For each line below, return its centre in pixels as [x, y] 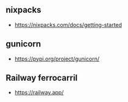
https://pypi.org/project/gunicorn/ [57, 59]
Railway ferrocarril [42, 78]
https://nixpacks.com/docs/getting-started [68, 24]
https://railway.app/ [39, 93]
